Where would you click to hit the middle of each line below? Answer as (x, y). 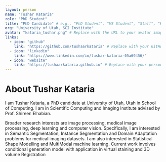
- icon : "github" (27, 42)
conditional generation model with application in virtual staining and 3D (77, 149)
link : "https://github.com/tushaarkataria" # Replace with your (82, 46)
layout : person (21, 10)
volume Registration (25, 155)
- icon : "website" (29, 60)
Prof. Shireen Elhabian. (28, 114)
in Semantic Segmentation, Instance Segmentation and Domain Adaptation (81, 133)
